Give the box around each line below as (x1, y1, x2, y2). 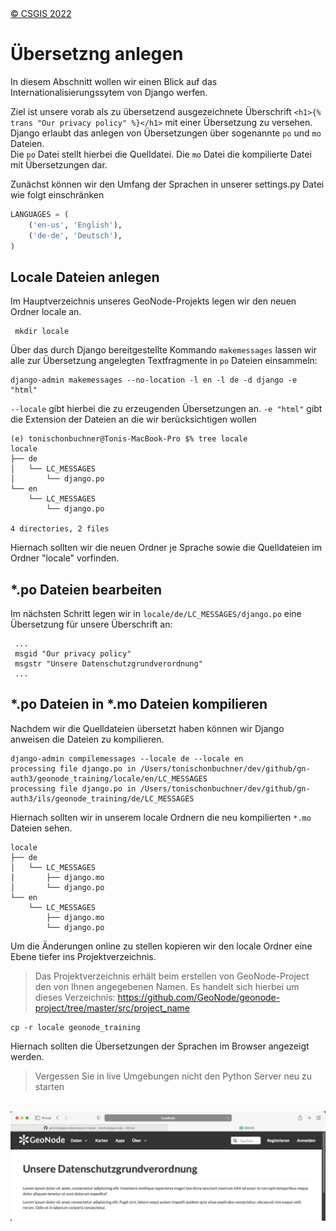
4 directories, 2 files (10, 524, 110, 534)
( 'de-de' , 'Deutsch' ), (28, 230, 123, 241)
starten (34, 1080, 65, 1092)
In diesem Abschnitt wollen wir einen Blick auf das (10, 75, 218, 87)
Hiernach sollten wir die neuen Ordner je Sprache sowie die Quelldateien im (10, 542, 323, 554)
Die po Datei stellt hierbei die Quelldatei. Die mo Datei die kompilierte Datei (10, 148, 312, 160)
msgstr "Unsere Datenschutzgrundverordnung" (14, 659, 203, 669)
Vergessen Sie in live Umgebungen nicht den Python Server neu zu (34, 1070, 313, 1082)
